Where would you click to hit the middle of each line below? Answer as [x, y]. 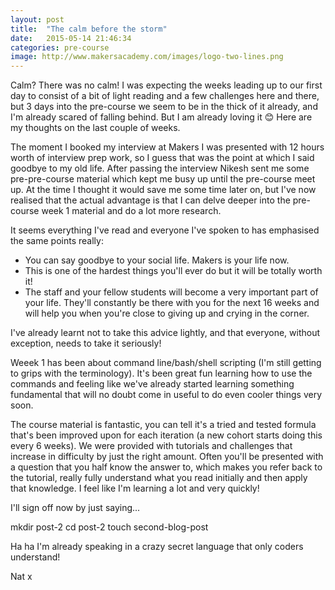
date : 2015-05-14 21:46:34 [71, 38]
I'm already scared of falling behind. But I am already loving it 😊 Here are [161, 117]
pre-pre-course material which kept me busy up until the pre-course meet [163, 179]
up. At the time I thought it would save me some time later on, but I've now [163, 190]
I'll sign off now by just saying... [75, 508]
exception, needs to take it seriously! [86, 343]
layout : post [37, 19]
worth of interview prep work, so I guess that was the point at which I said [162, 158]
